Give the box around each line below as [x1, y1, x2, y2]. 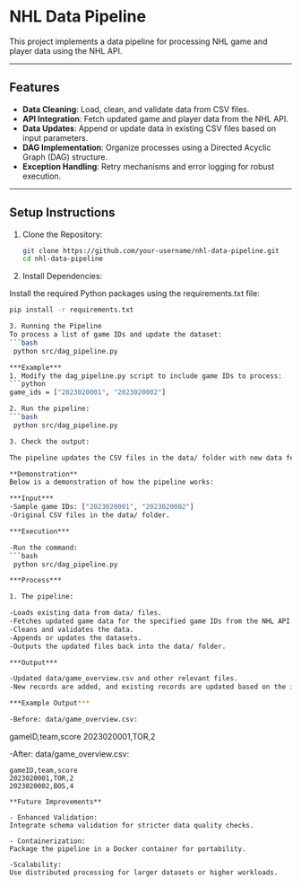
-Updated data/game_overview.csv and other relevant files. [9, 674, 239, 683]
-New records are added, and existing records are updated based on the [9, 682, 287, 692]
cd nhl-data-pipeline [21, 254, 103, 264]
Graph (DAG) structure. [21, 151, 108, 162]
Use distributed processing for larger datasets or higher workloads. [9, 868, 279, 877]
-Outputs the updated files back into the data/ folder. [9, 642, 227, 651]
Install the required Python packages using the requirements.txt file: [9, 288, 260, 299]
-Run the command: [9, 543, 78, 552]
